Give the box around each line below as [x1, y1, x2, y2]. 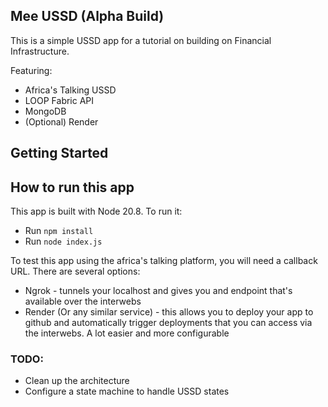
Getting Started [10, 145, 109, 162]
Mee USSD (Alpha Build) [10, 8, 165, 25]
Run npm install [24, 225, 94, 237]
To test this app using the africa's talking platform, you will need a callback [10, 255, 318, 267]
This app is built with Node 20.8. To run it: [10, 205, 183, 218]
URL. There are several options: [10, 265, 141, 278]
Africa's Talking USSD [24, 84, 117, 96]
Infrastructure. [10, 45, 70, 57]
